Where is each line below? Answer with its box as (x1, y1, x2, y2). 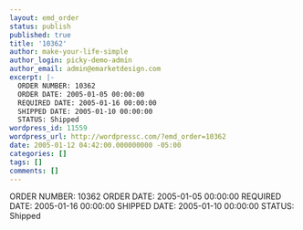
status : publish (9, 22, 71, 31)
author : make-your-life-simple (9, 47, 129, 57)
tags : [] (9, 157, 43, 167)
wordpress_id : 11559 (9, 124, 89, 133)
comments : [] (9, 166, 59, 175)
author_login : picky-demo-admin (9, 56, 132, 65)
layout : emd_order (9, 13, 79, 23)
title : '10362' (9, 38, 68, 48)
